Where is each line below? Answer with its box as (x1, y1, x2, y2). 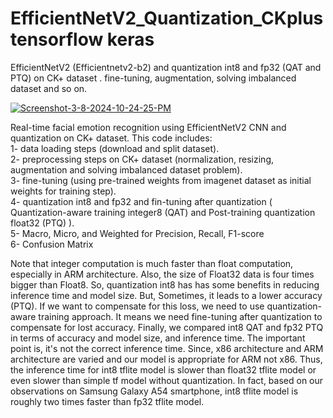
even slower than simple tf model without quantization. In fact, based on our (10, 374, 324, 386)
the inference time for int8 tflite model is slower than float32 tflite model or (10, 363, 317, 376)
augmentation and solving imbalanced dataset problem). (10, 163, 243, 176)
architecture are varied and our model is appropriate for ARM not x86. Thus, (10, 353, 323, 365)
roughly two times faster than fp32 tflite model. (10, 395, 205, 407)
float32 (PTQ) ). (10, 217, 75, 229)
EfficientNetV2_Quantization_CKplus (10, 7, 324, 30)
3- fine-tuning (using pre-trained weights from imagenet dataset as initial (10, 174, 312, 186)
